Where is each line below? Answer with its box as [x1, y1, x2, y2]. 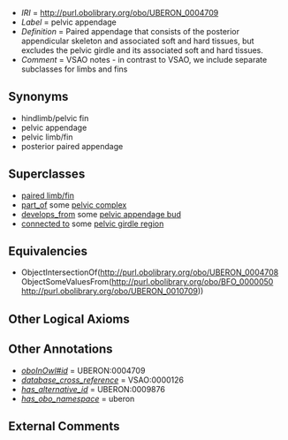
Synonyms [8, 89, 69, 104]
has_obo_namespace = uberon [20, 393, 135, 404]
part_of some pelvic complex [20, 199, 127, 210]
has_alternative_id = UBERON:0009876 [20, 383, 165, 394]
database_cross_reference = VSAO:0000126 [20, 375, 185, 385]
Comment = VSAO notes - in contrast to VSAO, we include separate [20, 55, 268, 64]
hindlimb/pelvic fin [20, 112, 89, 123]
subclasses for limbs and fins [20, 64, 128, 74]
